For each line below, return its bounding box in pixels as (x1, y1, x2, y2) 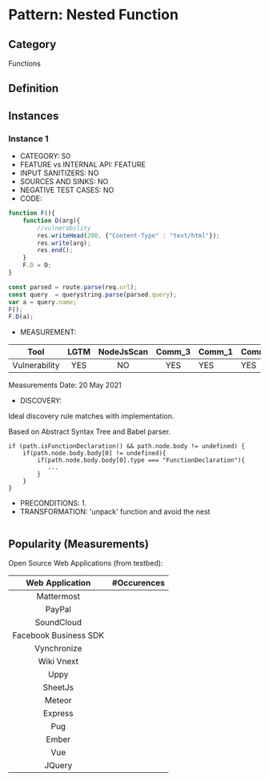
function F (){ (8, 210, 56, 218)
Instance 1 (8, 133, 49, 144)
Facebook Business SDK (12, 630, 105, 641)
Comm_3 (155, 346, 191, 358)
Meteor (44, 695, 72, 706)
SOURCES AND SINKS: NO (19, 177, 109, 186)
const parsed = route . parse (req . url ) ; (8, 282, 138, 291)
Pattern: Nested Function (8, 6, 179, 24)
